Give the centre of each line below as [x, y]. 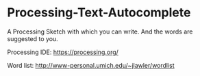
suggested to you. [33, 38]
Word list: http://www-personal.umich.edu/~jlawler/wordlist [91, 65]
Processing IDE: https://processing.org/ [63, 52]
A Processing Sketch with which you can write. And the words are [100, 31]
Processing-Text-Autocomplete [99, 13]
